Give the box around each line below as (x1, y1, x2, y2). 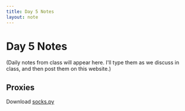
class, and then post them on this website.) (6, 66, 111, 73)
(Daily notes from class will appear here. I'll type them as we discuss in (6, 59, 180, 66)
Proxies (6, 82, 35, 92)
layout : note (6, 14, 39, 20)
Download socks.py (6, 98, 55, 105)
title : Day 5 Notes (6, 8, 55, 15)
